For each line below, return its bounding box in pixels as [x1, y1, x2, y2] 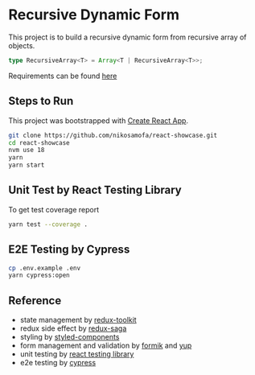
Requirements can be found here [8, 71, 117, 80]
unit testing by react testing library [19, 349, 134, 359]
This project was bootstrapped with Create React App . [8, 115, 189, 126]
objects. [8, 40, 35, 50]
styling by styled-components [19, 332, 120, 342]
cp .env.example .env [8, 264, 81, 272]
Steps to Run [8, 94, 74, 108]
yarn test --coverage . [8, 220, 88, 229]
